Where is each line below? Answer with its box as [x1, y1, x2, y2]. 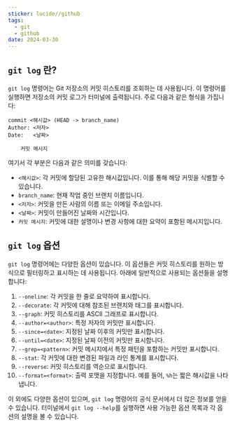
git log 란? [8, 64, 57, 76]
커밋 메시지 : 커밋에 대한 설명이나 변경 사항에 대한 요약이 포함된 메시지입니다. [17, 217, 222, 225]
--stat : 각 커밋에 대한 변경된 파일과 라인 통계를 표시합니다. [17, 353, 179, 362]
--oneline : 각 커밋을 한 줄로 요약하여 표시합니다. [17, 292, 151, 300]
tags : [8, 17, 24, 24]
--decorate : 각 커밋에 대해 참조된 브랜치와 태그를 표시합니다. [17, 301, 184, 309]
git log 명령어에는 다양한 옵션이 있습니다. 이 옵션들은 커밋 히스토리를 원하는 [8, 259, 216, 268]
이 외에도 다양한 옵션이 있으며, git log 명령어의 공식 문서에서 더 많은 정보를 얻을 [8, 394, 227, 403]
